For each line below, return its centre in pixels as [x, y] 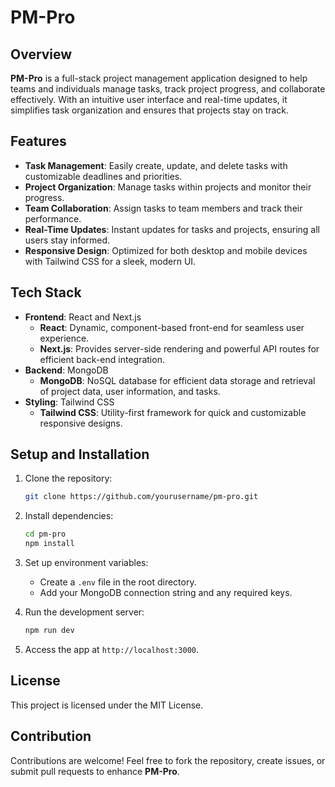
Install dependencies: [69, 516]
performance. [53, 218]
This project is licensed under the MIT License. [107, 705]
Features [38, 141]
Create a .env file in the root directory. [118, 582]
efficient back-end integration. [102, 359]
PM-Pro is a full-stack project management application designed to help [159, 78]
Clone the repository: [68, 478]
